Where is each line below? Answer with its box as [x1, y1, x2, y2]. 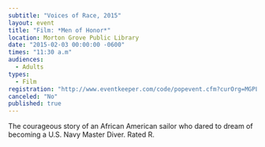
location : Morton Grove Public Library [8, 33, 140, 42]
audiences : [8, 56, 44, 64]
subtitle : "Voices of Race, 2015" [8, 11, 122, 20]
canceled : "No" [8, 92, 58, 100]
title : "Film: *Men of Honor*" [8, 26, 111, 34]
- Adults [15, 63, 44, 71]
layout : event [8, 19, 55, 27]
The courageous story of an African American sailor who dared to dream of [8, 122, 254, 131]
